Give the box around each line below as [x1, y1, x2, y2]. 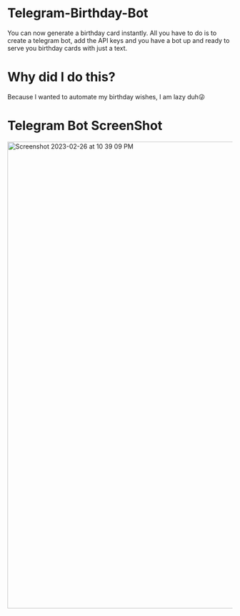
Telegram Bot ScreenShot [7, 118, 163, 134]
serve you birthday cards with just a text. [7, 44, 128, 52]
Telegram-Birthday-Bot [7, 5, 149, 21]
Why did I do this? [7, 69, 116, 85]
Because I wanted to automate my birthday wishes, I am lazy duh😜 [7, 92, 206, 101]
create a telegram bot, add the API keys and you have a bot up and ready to [7, 36, 230, 44]
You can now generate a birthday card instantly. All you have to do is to [7, 29, 217, 37]
